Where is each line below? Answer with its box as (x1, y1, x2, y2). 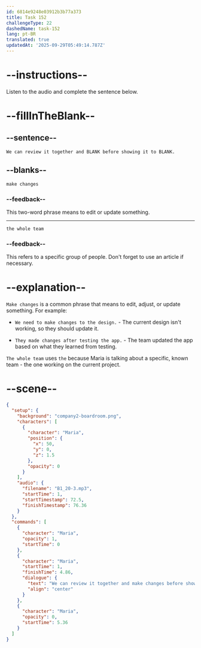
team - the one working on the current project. (6, 361, 121, 368)
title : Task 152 (6, 14, 47, 20)
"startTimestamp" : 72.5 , (22, 497, 84, 503)
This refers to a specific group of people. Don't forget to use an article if (6, 253, 184, 261)
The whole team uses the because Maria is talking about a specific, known (6, 355, 188, 362)
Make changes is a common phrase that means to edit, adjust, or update (6, 301, 181, 308)
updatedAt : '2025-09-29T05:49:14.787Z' (6, 43, 106, 49)
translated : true (6, 37, 50, 43)
